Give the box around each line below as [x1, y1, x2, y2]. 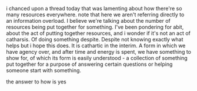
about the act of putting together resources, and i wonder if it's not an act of [6, 30, 191, 37]
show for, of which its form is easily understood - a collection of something [6, 55, 188, 61]
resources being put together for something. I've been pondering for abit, [6, 23, 184, 30]
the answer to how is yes [6, 78, 66, 85]
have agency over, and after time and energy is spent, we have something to [6, 48, 191, 55]
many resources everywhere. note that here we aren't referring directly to [6, 11, 185, 18]
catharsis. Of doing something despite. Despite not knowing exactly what [6, 36, 183, 43]
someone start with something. [6, 67, 81, 73]
